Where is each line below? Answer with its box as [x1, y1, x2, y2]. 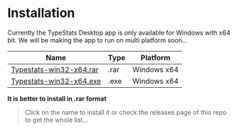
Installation [7, 5, 75, 21]
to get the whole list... [24, 115, 89, 124]
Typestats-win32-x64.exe [11, 76, 102, 86]
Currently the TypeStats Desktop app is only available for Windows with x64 [7, 28, 231, 37]
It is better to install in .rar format [7, 94, 107, 103]
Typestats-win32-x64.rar [11, 64, 99, 74]
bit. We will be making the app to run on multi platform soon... [7, 35, 188, 44]
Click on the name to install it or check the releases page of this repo [24, 108, 227, 116]
